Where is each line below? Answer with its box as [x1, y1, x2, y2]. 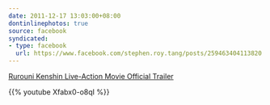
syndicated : [8, 34, 49, 43]
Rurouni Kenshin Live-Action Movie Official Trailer [8, 72, 174, 81]
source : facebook [8, 27, 67, 35]
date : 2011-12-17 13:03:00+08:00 [8, 11, 121, 20]
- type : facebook [8, 42, 67, 50]
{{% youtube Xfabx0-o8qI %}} [8, 87, 110, 97]
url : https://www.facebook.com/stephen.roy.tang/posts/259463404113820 [15, 49, 263, 57]
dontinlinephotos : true [8, 19, 89, 27]
